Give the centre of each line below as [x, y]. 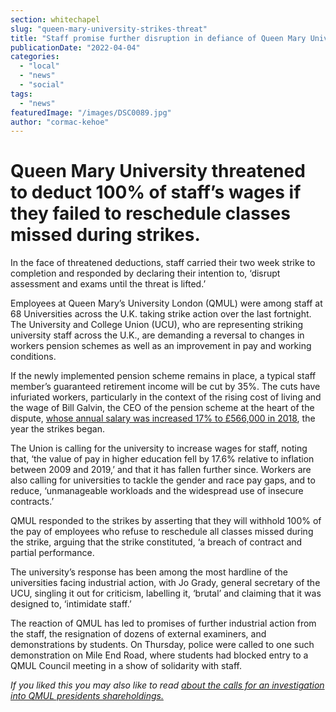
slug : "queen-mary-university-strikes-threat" [109, 29]
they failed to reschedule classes [150, 213]
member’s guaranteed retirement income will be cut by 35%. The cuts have [165, 387]
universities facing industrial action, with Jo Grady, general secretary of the [165, 583]
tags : [21, 94]
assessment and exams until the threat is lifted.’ [108, 284]
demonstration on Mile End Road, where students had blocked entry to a [159, 655]
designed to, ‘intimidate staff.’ [71, 604]
